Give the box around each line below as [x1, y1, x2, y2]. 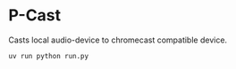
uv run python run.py [8, 51, 89, 60]
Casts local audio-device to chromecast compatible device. [8, 34, 228, 45]
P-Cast [8, 5, 62, 26]
